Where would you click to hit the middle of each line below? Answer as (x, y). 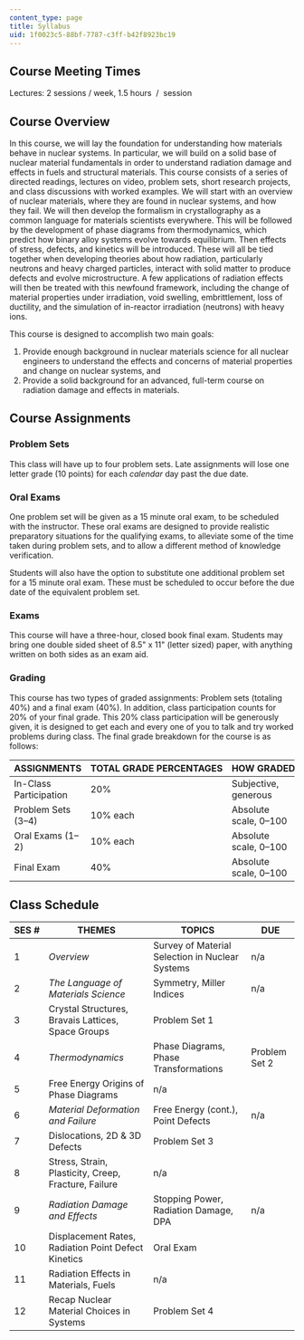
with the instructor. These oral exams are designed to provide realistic (139, 526)
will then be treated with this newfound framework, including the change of (149, 287)
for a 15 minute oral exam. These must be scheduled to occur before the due (152, 582)
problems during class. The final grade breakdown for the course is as (140, 736)
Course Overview (60, 122)
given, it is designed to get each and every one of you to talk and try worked (152, 726)
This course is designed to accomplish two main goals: (112, 334)
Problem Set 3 (184, 1142)
